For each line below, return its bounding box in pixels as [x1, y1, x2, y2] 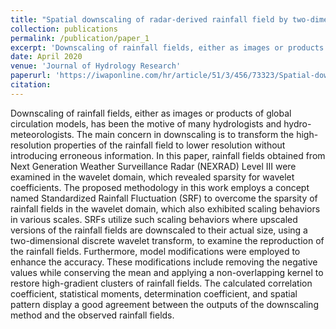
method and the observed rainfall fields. [10, 309, 175, 321]
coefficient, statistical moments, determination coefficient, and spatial [10, 287, 298, 300]
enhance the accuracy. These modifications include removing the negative [10, 256, 318, 268]
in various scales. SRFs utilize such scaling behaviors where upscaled [10, 213, 298, 225]
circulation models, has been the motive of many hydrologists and [10, 117, 282, 130]
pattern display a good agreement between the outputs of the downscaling [10, 298, 319, 310]
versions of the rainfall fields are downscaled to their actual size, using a [10, 224, 308, 236]
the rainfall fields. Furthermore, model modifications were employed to [10, 245, 301, 257]
